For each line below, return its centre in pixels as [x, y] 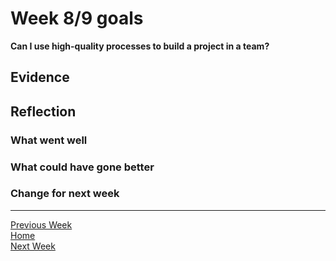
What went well [49, 140]
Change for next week [65, 194]
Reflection [43, 111]
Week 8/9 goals [77, 18]
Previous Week [41, 224]
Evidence [40, 77]
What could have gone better [82, 167]
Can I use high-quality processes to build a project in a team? [140, 46]
